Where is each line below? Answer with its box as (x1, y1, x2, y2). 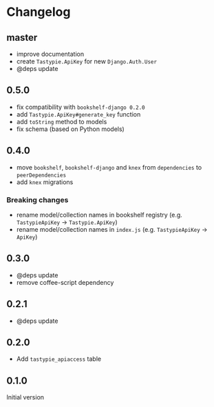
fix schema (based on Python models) (16, 125, 125, 133)
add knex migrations (16, 177, 74, 186)
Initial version (6, 393, 45, 401)
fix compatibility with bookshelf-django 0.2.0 (16, 103, 145, 111)
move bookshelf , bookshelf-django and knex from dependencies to (16, 163, 202, 171)
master (6, 32, 38, 43)
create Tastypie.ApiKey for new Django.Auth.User (16, 57, 158, 66)
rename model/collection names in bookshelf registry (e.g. (16, 210, 183, 219)
